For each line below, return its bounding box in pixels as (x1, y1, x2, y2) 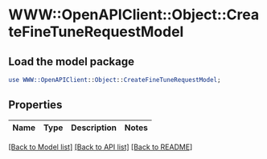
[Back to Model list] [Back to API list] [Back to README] (8, 142, 193, 152)
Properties (8, 98, 63, 112)
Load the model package (8, 55, 135, 68)
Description (71, 122, 117, 133)
